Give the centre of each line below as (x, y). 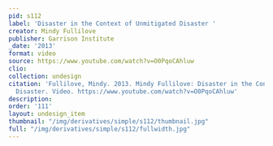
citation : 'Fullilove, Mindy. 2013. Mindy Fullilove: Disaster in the (130, 84)
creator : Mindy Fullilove (52, 31)
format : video (32, 54)
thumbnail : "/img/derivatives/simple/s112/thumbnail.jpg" (108, 122)
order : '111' (30, 106)
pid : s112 (25, 16)
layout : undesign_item (47, 114)
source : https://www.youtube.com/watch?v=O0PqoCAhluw (102, 62)
